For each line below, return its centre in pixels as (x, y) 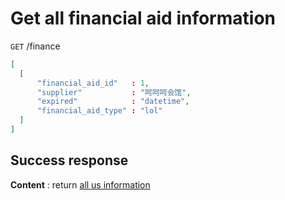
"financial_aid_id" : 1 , (93, 83)
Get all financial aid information (143, 18)
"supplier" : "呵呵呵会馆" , (114, 92)
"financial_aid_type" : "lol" (99, 111)
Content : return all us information (80, 184)
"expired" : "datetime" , (113, 102)
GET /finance (35, 46)
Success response (69, 160)
